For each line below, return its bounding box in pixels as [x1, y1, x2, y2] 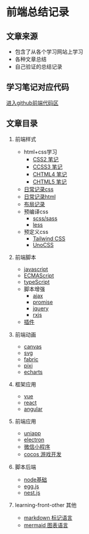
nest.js [23, 489, 41, 496]
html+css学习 [23, 148, 58, 155]
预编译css [23, 208, 49, 215]
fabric [23, 355, 39, 362]
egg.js [23, 483, 39, 490]
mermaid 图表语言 [23, 521, 69, 529]
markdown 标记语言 [23, 514, 73, 521]
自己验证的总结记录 [14, 63, 63, 70]
